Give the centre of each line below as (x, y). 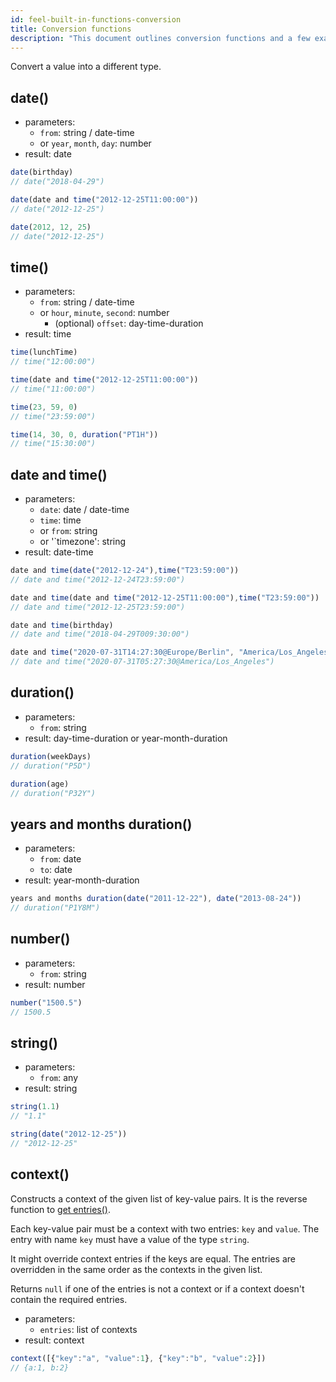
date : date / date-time (84, 510)
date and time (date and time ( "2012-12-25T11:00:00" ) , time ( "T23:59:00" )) (165, 597)
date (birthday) (42, 172)
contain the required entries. (69, 1299)
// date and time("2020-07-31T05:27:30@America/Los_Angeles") (142, 662)
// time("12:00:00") (53, 362)
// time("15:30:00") (53, 444)
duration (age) (40, 784)
